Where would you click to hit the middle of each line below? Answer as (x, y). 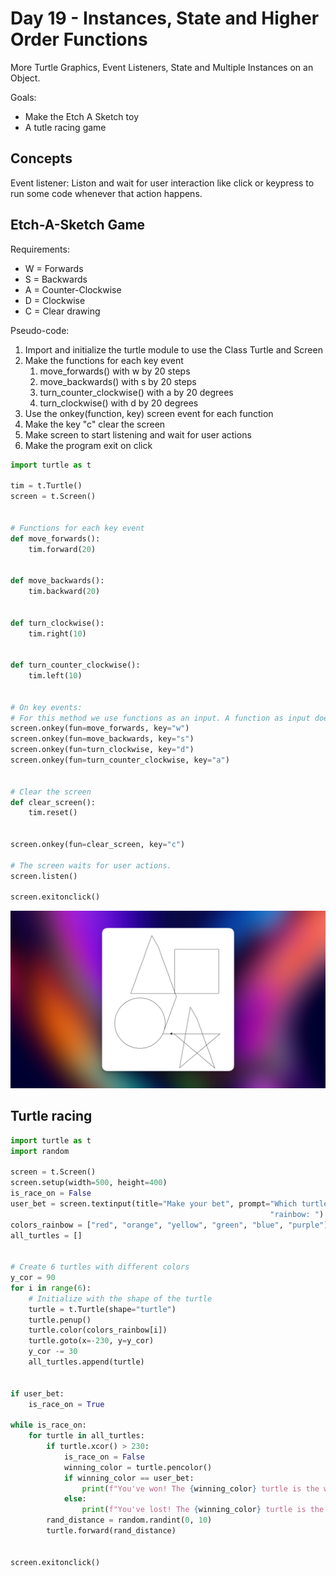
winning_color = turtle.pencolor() (138, 1467)
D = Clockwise (55, 300)
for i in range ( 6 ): (51, 1288)
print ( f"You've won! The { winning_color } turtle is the (200, 1488)
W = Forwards (54, 268)
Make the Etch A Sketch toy (82, 116)
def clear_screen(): (53, 802)
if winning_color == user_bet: (129, 1478)
